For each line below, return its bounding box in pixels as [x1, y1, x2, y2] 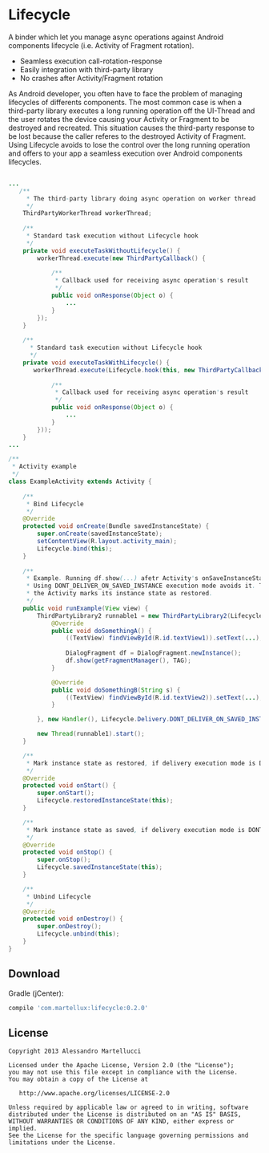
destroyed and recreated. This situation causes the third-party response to [8, 123, 255, 132]
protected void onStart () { [22, 782, 116, 790]
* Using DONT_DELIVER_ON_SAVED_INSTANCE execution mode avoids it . [26, 582, 256, 591]
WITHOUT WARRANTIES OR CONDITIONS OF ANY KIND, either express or [8, 1118, 235, 1126]
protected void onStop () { [22, 848, 113, 856]
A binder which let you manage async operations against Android [8, 32, 224, 42]
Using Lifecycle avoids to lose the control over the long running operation [8, 140, 251, 149]
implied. [8, 1125, 38, 1133]
